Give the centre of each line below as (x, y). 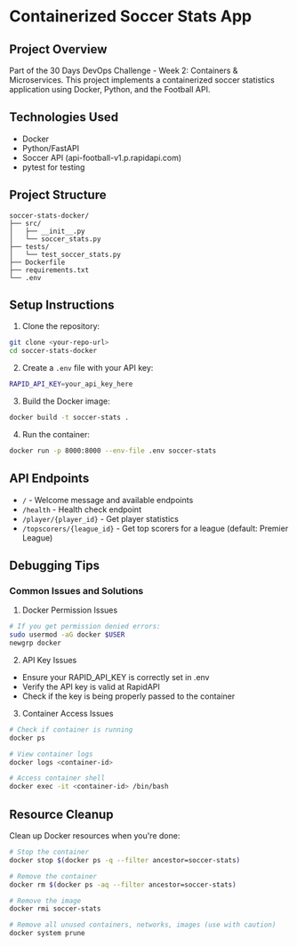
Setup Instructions (62, 305)
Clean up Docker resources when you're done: (95, 836)
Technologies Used (64, 117)
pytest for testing (53, 167)
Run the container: (56, 434)
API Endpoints (49, 479)
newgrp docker (36, 643)
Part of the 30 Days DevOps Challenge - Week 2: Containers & (124, 70)
